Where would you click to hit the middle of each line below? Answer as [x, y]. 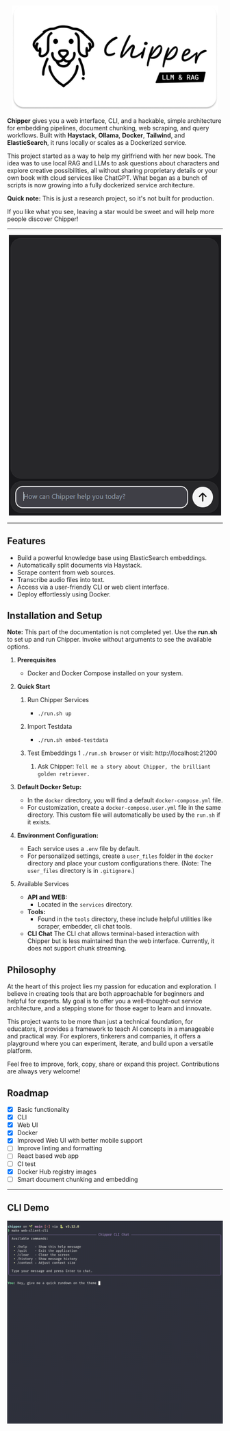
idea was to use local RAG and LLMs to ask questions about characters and [114, 163]
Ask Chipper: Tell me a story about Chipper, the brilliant [124, 767]
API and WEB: [47, 897]
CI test [26, 1164]
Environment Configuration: [58, 835]
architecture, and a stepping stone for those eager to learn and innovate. [110, 1008]
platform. [20, 1051]
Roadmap [28, 1093]
